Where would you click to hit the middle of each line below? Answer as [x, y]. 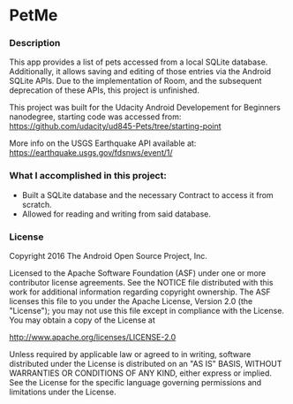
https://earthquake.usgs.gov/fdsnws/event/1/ [91, 153]
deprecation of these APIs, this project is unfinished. [105, 90]
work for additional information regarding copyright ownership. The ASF [140, 292]
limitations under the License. [63, 392]
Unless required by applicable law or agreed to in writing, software [130, 354]
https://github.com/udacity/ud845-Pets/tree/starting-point [116, 126]
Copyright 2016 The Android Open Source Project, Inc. [108, 256]
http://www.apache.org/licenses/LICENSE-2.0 [93, 338]
